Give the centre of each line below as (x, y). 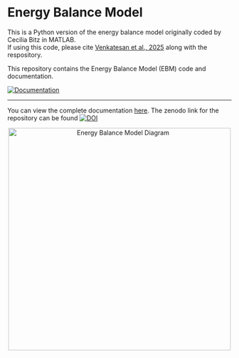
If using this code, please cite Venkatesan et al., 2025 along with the (107, 47)
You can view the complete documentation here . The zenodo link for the (113, 110)
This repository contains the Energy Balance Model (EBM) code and (107, 68)
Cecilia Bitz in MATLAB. (42, 39)
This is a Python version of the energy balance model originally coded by (115, 32)
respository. (25, 55)
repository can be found (43, 117)
